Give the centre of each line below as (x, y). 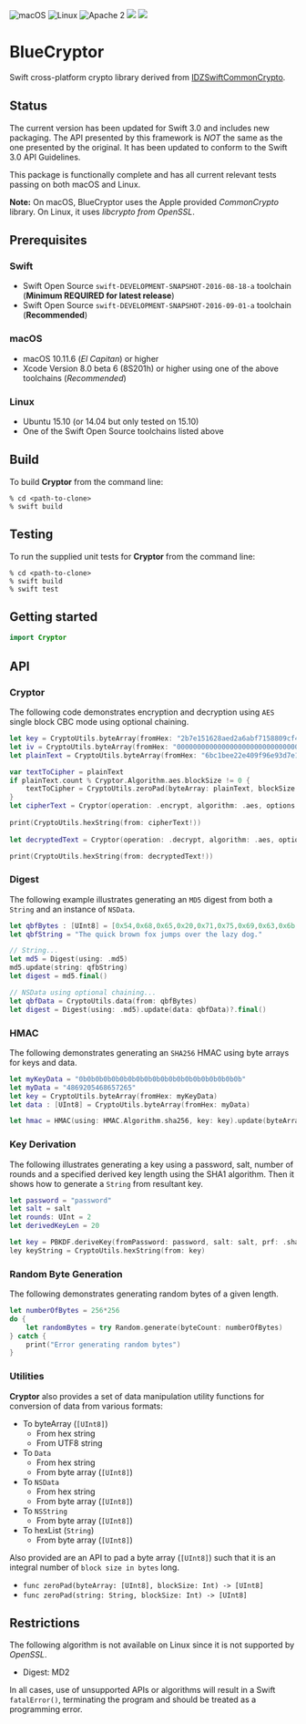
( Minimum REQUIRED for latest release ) (98, 295)
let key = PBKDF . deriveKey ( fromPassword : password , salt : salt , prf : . (148, 1243)
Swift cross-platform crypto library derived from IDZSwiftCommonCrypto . (148, 77)
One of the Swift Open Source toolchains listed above (123, 431)
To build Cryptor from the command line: (87, 481)
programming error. (46, 1709)
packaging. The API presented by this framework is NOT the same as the (146, 138)
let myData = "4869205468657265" (73, 1088)
